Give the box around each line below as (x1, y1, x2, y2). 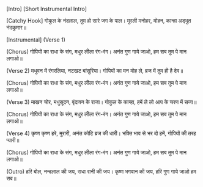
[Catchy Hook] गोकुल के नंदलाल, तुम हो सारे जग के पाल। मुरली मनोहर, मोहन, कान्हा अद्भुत (6, 17, 191, 24)
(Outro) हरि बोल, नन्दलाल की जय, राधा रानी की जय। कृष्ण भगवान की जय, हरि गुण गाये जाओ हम (6, 168, 197, 175)
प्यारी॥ (6, 137, 20, 144)
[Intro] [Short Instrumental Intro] (6, 5, 87, 12)
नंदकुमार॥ (6, 24, 26, 31)
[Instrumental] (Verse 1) (6, 36, 66, 43)
